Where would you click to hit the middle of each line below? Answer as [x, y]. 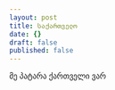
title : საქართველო [43, 26]
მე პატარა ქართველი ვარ [58, 76]
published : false [41, 51]
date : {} [25, 34]
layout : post [33, 17]
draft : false [33, 42]
